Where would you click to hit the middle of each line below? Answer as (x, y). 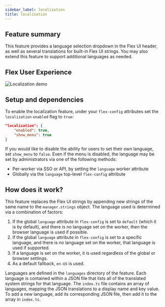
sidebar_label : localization (35, 10)
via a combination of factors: (34, 212)
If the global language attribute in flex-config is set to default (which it (84, 222)
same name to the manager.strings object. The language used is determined (83, 207)
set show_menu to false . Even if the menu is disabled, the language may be (80, 154)
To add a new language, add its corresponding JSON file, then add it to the (81, 294)
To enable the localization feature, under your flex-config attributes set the (82, 111)
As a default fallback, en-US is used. (48, 264)
